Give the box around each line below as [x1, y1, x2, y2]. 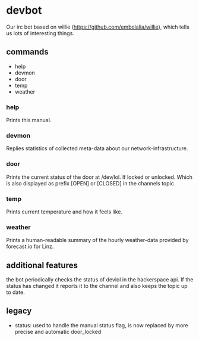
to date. [6, 289, 25, 296]
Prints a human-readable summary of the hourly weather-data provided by [6, 237, 189, 244]
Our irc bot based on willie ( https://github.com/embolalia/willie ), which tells [6, 23, 190, 30]
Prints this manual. [6, 117, 52, 124]
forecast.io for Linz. [6, 243, 54, 250]
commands [6, 47, 49, 57]
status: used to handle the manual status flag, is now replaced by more [14, 321, 188, 328]
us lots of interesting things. [6, 29, 74, 36]
